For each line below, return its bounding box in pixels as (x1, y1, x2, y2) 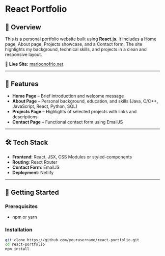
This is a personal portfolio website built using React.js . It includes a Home (5, 36, 157, 42)
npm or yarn (12, 214, 37, 220)
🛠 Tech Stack (5, 138, 48, 147)
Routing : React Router (12, 159, 57, 165)
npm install (5, 247, 29, 252)
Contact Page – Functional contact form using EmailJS (12, 119, 123, 125)
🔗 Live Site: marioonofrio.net (5, 61, 64, 67)
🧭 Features (5, 80, 39, 88)
